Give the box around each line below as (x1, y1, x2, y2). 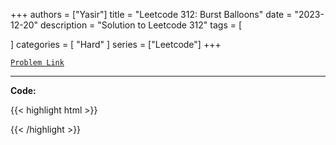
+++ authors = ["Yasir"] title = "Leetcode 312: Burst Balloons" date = (10, 9, 293, 20)
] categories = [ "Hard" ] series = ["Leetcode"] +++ (10, 39, 222, 50)
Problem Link (10, 58, 65, 68)
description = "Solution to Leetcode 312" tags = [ (40, 19, 243, 31)
